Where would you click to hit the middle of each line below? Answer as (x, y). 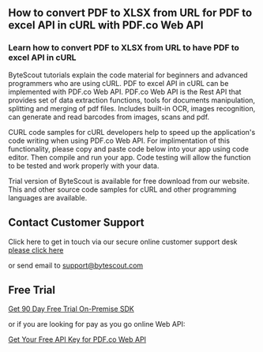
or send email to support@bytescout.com (76, 265)
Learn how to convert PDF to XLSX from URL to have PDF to (124, 48)
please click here (36, 250)
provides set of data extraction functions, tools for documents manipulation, (131, 100)
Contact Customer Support (76, 223)
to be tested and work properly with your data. (84, 166)
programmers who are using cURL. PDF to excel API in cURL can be (118, 83)
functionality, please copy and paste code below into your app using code (128, 148)
